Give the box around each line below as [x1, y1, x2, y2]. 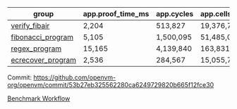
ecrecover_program [11, 56, 76, 65]
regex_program [11, 44, 62, 53]
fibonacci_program [11, 32, 74, 41]
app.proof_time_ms [83, 9, 150, 18]
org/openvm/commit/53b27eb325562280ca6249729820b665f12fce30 [7, 81, 214, 89]
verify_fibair [11, 21, 50, 30]
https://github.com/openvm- [33, 73, 116, 82]
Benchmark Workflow [7, 94, 71, 103]
